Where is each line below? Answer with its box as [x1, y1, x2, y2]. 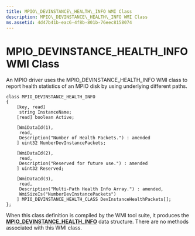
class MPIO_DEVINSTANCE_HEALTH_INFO [6, 94, 95, 100]
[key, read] [16, 104, 46, 110]
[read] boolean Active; [16, 115, 75, 121]
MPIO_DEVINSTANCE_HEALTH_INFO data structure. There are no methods [6, 218, 189, 225]
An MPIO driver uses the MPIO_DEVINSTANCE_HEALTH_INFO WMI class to [6, 77, 188, 84]
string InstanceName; [19, 110, 72, 115]
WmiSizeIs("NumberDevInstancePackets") [19, 191, 117, 197]
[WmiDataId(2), [16, 151, 54, 156]
